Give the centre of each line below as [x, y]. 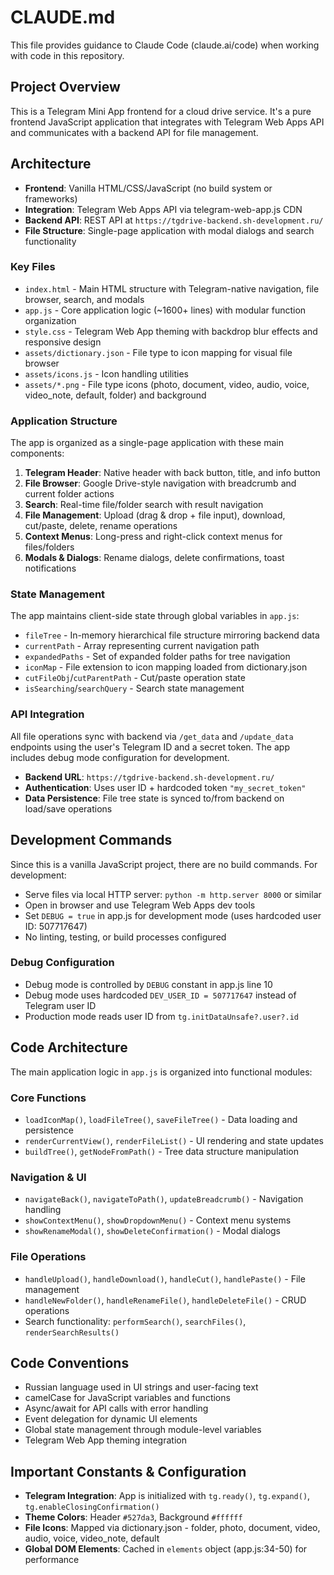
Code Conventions [70, 1362]
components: [37, 453]
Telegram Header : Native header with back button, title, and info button [172, 473]
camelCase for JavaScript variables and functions [127, 1398]
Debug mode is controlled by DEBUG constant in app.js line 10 [148, 984]
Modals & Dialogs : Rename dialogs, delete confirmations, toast [154, 558]
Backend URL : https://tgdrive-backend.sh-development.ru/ [149, 777]
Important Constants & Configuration [128, 1471]
